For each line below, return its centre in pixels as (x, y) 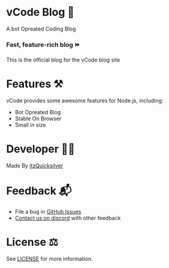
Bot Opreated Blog (38, 112)
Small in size (30, 125)
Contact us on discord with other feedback (68, 218)
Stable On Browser (38, 118)
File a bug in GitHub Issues (48, 212)
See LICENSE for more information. (49, 258)
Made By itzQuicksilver (35, 166)
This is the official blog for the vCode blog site (63, 60)
